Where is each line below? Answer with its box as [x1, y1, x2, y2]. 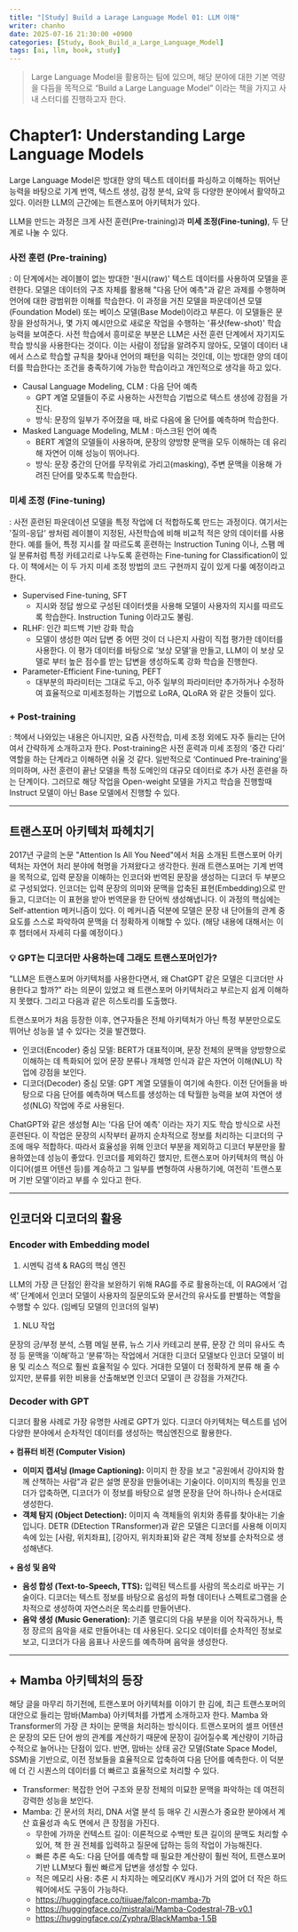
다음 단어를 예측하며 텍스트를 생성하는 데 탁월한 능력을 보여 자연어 [45, 1089, 273, 1100]
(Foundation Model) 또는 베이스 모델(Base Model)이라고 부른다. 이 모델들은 [9, 307, 274, 317]
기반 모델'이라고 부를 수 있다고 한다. [18, 1174, 142, 1185]
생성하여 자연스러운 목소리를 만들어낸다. [52, 1603, 191, 1614]
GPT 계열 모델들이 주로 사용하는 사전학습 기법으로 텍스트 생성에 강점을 [35, 392, 278, 403]
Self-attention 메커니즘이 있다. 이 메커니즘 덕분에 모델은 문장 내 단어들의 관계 [9, 904, 277, 916]
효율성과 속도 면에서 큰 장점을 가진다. [31, 1817, 160, 1828]
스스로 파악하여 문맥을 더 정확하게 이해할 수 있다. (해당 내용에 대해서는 [32, 916, 275, 926]
